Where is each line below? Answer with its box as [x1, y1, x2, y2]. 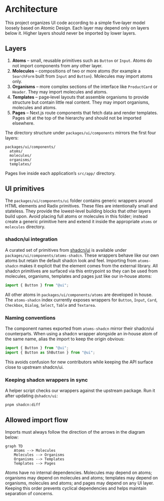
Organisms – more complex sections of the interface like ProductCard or [12, 84, 158, 89]
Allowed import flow [5, 416, 69, 424]
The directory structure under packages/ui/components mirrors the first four [5, 129, 156, 136]
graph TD [5, 443, 23, 448]
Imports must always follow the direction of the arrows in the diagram [5, 429, 145, 435]
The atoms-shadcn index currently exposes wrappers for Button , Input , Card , [5, 296, 158, 303]
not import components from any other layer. [12, 62, 103, 68]
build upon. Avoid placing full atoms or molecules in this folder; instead [5, 213, 148, 219]
